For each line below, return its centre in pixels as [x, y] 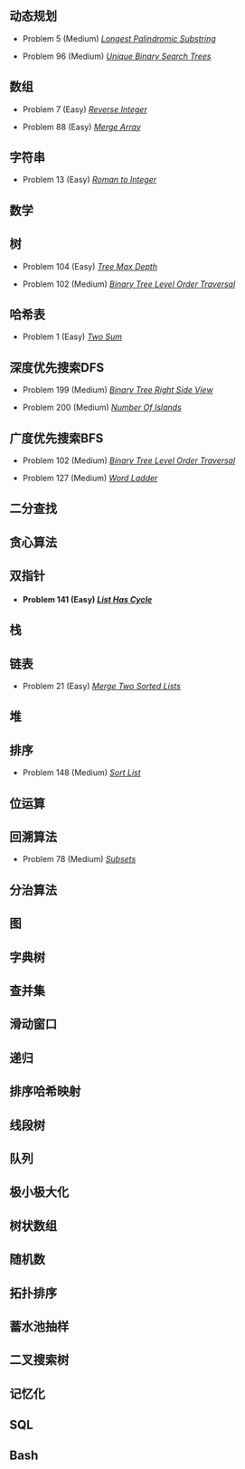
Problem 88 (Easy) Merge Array [82, 127]
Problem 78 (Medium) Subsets [79, 859]
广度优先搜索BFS [57, 438]
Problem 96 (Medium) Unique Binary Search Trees [117, 56]
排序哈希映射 [45, 1091]
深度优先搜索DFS [57, 368]
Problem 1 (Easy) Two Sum [72, 336]
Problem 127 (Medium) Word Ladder [90, 479]
